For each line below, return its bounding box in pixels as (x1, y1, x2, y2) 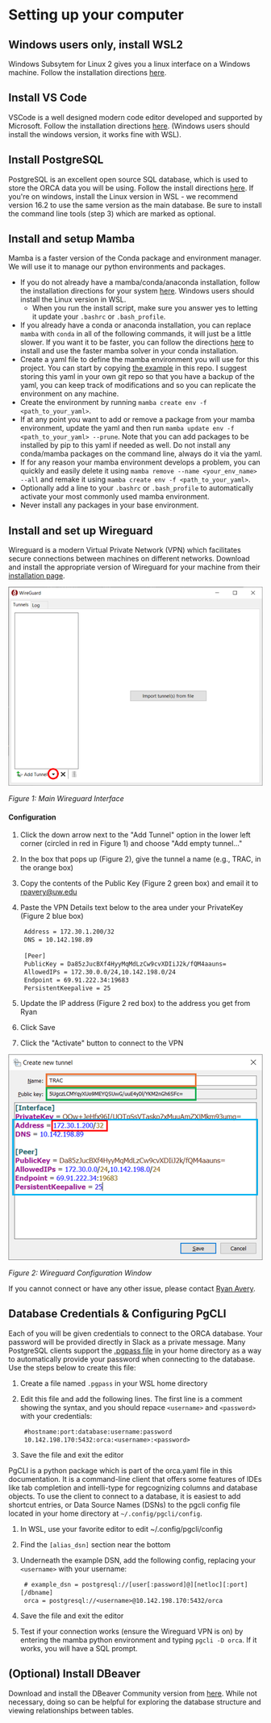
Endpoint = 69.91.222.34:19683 (23, 976, 129, 985)
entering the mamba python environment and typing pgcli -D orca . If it (19, 1635, 257, 1645)
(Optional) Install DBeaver (8, 1667, 141, 1681)
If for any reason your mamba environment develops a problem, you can (19, 457, 261, 467)
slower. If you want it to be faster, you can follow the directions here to (19, 337, 254, 348)
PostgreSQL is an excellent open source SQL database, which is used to (8, 174, 248, 184)
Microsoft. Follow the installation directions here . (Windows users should (8, 121, 250, 131)
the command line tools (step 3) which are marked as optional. (8, 208, 216, 219)
